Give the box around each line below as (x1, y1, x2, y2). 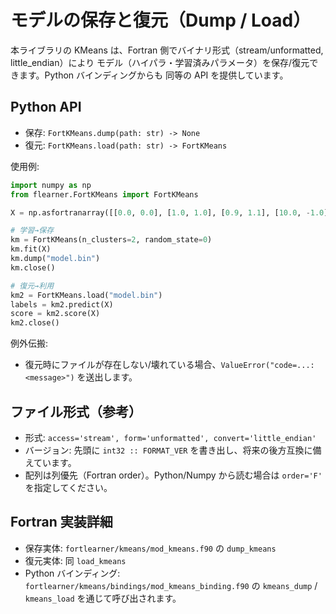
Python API (10, 99, 82, 116)
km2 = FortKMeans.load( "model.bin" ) (10, 290, 163, 300)
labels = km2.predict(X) (10, 299, 114, 310)
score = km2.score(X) (10, 309, 101, 319)
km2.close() (10, 318, 60, 328)
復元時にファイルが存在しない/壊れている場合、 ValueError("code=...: (24, 359, 315, 371)
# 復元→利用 (10, 281, 55, 291)
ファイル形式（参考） (10, 403, 142, 420)
